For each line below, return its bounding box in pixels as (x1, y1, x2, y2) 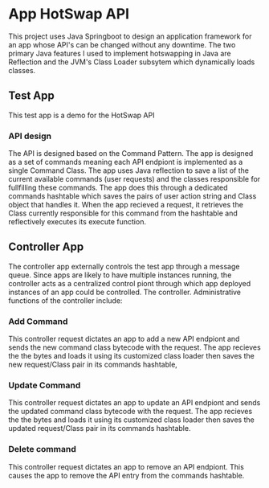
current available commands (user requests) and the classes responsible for (8, 174, 261, 184)
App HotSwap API (8, 5, 130, 23)
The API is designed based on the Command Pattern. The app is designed (8, 149, 254, 158)
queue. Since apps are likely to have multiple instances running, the (8, 270, 232, 280)
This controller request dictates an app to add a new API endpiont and (8, 334, 240, 344)
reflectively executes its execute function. (8, 217, 147, 227)
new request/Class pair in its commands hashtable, (8, 359, 178, 370)
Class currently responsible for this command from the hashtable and (8, 208, 238, 218)
